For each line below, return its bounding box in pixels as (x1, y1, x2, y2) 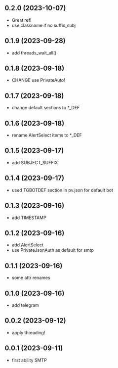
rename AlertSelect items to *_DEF (11, 132, 82, 138)
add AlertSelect (11, 242, 44, 248)
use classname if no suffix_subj (11, 22, 76, 28)
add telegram (11, 302, 39, 308)
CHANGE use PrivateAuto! (11, 77, 65, 83)
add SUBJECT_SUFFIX (11, 159, 58, 165)
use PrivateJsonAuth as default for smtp (11, 247, 94, 253)
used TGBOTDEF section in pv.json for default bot (11, 187, 113, 193)
